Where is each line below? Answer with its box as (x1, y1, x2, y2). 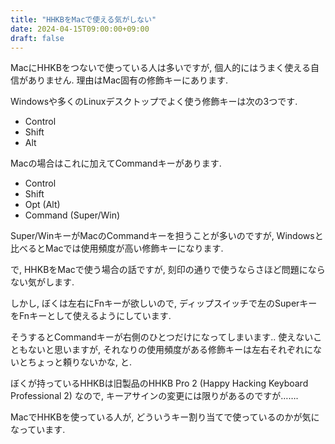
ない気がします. (10, 276, 75, 288)
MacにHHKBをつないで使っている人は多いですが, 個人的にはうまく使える (10, 62, 311, 74)
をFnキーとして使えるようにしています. (10, 310, 172, 322)
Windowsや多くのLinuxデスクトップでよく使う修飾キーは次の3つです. (10, 96, 298, 108)
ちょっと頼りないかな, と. (27, 356, 133, 368)
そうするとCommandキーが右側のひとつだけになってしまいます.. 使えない (10, 331, 314, 343)
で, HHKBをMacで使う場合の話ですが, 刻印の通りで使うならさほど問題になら (10, 264, 326, 276)
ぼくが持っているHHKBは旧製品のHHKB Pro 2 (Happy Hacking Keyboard (10, 377, 309, 390)
